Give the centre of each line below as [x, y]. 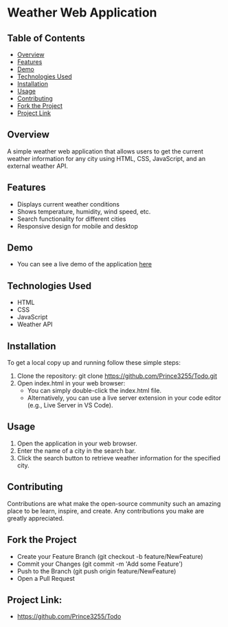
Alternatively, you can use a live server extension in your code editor [124, 398]
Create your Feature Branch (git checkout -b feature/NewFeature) [110, 556]
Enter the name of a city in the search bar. [76, 450]
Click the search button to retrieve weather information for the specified [119, 458]
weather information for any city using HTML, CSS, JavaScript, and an [106, 158]
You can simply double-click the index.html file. [94, 391]
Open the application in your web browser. [77, 443]
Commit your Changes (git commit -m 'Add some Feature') [100, 564]
